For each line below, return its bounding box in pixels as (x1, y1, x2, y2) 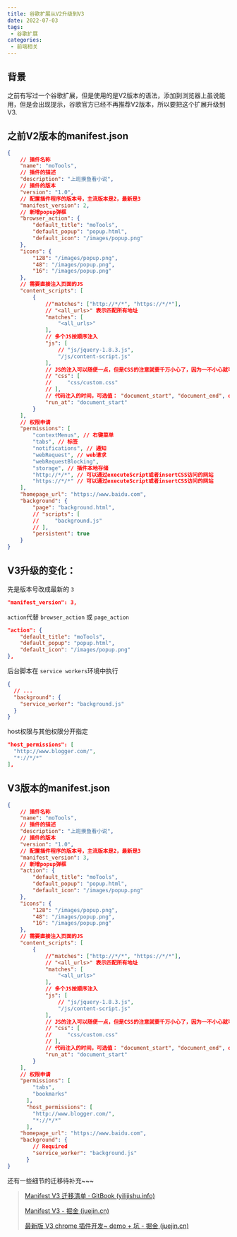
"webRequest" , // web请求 (32, 451, 107, 458)
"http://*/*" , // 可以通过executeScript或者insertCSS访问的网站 (32, 471, 214, 478)
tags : (7, 23, 23, 30)
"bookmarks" (32, 1091, 68, 1098)
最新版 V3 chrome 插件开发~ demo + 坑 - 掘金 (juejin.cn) (24, 1221, 189, 1230)
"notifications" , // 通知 (32, 445, 107, 452)
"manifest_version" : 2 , (20, 202, 90, 209)
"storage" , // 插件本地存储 (32, 464, 109, 472)
